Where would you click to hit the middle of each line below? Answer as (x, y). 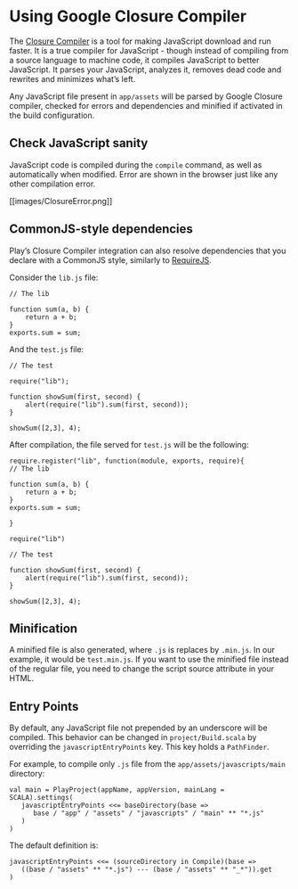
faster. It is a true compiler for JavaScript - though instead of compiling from (149, 50)
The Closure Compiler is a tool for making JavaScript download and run (140, 41)
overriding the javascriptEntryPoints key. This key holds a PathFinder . (139, 747)
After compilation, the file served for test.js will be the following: (129, 444)
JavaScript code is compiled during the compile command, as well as (136, 165)
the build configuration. (52, 115)
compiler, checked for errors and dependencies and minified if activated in (146, 105)
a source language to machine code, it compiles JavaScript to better (134, 60)
